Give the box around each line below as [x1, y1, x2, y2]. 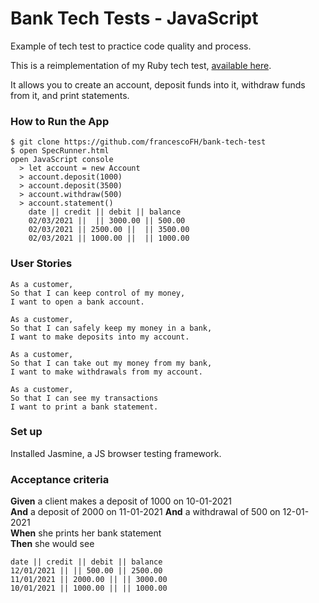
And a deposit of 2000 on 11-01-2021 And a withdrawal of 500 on [10, 506, 281, 518]
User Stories [10, 257, 73, 271]
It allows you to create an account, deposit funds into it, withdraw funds [10, 78, 306, 91]
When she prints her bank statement [10, 527, 162, 539]
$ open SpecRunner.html [10, 146, 110, 156]
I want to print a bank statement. [10, 402, 159, 412]
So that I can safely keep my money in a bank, [10, 323, 213, 333]
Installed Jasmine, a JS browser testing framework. [10, 447, 222, 459]
